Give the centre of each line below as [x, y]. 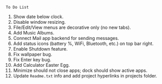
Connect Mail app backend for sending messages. [66, 38]
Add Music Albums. [34, 33]
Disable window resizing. [39, 22]
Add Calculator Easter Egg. [42, 65]
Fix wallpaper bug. [33, 54]
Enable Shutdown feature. [40, 49]
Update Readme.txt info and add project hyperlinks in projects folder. [85, 76]
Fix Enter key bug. [32, 60]
